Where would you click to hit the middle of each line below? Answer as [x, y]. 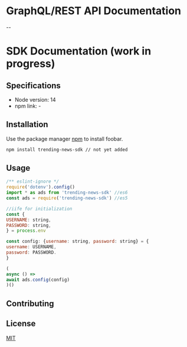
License [21, 324]
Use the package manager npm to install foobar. [65, 139]
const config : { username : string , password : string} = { [78, 241]
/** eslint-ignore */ [33, 181]
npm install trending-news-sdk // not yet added [67, 150]
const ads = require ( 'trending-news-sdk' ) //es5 [67, 198]
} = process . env [26, 231]
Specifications [33, 85]
